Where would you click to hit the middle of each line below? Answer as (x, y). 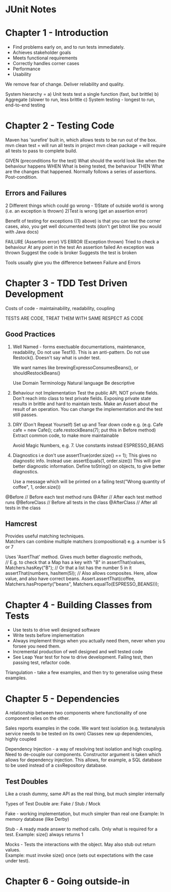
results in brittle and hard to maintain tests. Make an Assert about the (85, 404)
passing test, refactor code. (42, 662)
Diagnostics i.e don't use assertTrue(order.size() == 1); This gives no (85, 455)
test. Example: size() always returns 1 (44, 835)
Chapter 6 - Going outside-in (68, 881)
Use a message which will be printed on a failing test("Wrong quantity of (89, 481)
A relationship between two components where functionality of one (76, 713)
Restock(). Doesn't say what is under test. (57, 358)
